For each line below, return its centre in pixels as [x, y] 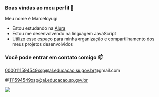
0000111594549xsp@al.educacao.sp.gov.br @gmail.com [63, 70]
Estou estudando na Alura [39, 28]
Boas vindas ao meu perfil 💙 [40, 8]
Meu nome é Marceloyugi [31, 19]
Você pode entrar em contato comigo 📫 [54, 58]
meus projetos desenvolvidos [42, 44]
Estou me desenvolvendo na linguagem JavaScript [64, 34]
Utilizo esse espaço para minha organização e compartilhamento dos [83, 39]
